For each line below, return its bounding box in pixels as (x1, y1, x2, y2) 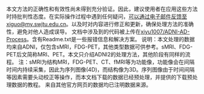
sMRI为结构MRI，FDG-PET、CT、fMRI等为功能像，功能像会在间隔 (29, 58, 195, 65)
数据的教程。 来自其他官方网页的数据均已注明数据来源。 (11, 81, 152, 88)
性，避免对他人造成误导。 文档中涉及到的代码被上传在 (6, 28, 141, 35)
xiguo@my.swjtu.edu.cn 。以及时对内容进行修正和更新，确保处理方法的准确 (6, 21, 194, 27)
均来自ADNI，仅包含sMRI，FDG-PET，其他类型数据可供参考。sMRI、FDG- (6, 43, 193, 50)
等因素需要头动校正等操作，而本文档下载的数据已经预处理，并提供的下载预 (6, 73, 192, 81)
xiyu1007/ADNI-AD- (140, 28, 190, 35)
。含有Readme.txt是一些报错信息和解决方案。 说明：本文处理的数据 (26, 36, 195, 42)
